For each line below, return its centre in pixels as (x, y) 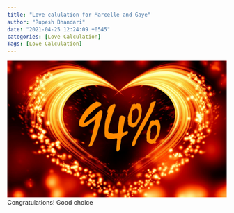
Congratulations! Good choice (50, 203)
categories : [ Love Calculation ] (54, 37)
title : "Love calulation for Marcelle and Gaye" (79, 15)
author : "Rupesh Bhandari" (46, 22)
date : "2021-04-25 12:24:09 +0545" (59, 29)
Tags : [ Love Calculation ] (45, 44)
